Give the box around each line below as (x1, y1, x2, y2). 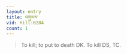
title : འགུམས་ (6, 14, 38, 20)
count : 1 (6, 25, 28, 31)
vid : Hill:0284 (6, 20, 44, 26)
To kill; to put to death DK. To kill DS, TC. (20, 42, 122, 49)
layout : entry (6, 8, 42, 15)
